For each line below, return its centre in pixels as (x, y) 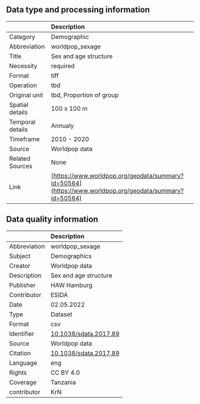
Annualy (62, 126)
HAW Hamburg (71, 285)
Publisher (22, 285)
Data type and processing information (78, 10)
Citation (20, 353)
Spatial (19, 105)
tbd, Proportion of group (85, 95)
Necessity (23, 66)
